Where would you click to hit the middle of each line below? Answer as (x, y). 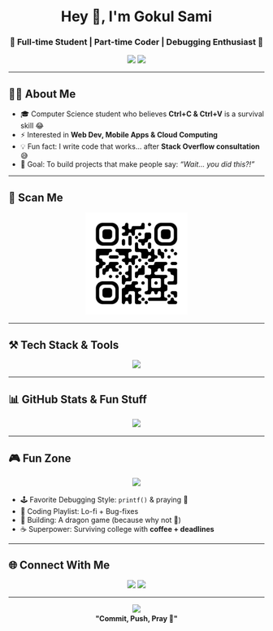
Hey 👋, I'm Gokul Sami (136, 17)
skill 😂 (32, 126)
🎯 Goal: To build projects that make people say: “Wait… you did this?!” (137, 164)
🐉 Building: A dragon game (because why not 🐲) (100, 520)
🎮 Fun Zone (40, 459)
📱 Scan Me (36, 197)
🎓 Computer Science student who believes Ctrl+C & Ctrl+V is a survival (142, 114)
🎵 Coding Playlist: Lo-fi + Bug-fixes (79, 511)
